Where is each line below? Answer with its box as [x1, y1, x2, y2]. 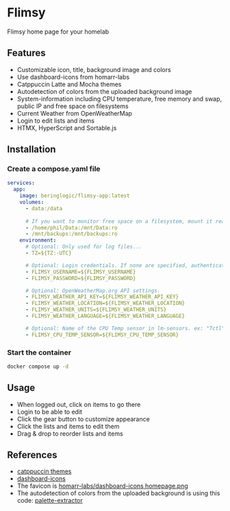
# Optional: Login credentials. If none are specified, [25, 262, 188, 269]
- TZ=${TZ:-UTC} [25, 250, 72, 257]
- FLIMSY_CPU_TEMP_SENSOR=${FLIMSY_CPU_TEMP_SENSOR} [25, 331, 179, 338]
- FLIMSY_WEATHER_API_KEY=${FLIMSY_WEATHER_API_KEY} [25, 293, 179, 301]
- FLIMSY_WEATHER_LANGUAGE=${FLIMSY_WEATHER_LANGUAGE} [25, 313, 186, 320]
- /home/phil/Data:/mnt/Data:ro [25, 224, 118, 231]
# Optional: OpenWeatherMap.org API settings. [25, 287, 161, 294]
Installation [7, 144, 56, 155]
